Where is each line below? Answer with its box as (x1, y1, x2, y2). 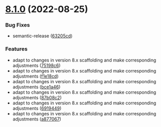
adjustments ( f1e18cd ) (12, 73, 59, 79)
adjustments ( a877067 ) (12, 116, 62, 122)
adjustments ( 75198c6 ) (12, 62, 61, 69)
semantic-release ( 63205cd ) (12, 33, 73, 39)
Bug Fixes (5, 22, 30, 29)
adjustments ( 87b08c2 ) (12, 94, 62, 100)
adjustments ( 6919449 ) (12, 105, 62, 111)
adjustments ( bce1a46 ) (12, 84, 61, 90)
